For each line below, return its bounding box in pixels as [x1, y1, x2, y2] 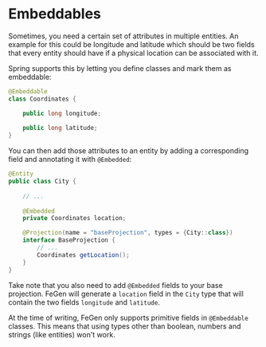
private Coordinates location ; [22, 215, 127, 223]
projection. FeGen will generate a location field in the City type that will [8, 289, 244, 298]
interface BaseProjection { [22, 236, 115, 244]
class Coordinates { [8, 95, 77, 103]
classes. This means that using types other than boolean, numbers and [8, 321, 241, 331]
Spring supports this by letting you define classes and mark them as [8, 63, 232, 73]
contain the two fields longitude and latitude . [8, 297, 161, 307]
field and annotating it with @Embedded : [8, 155, 132, 164]
